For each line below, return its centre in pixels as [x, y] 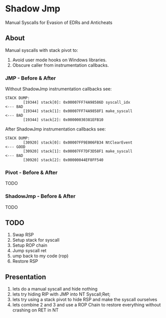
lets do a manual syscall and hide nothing [55, 289]
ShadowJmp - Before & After [40, 196]
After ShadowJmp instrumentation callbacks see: [56, 129]
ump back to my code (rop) [40, 256]
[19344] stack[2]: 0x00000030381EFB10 [63, 120]
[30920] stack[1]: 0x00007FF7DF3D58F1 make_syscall [78, 152]
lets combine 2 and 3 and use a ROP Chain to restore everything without [86, 305]
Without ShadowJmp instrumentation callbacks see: [59, 89]
